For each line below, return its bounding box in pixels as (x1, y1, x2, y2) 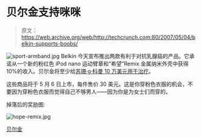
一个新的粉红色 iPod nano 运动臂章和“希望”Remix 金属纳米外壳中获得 (16, 60, 189, 67)
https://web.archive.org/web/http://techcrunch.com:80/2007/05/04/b (21, 33, 196, 41)
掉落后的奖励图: (6, 100, 45, 108)
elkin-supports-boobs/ (21, 40, 78, 47)
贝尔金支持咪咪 (6, 5, 81, 19)
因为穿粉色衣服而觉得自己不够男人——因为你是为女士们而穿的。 (11, 88, 171, 95)
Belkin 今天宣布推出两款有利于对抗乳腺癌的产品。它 (61, 52, 190, 59)
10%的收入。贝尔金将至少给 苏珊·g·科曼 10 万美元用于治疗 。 (6, 67, 155, 74)
